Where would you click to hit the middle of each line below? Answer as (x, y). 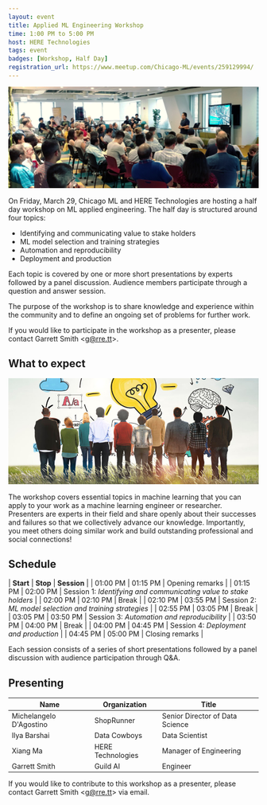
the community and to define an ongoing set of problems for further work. (130, 315)
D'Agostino (29, 724)
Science (175, 724)
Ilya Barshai (31, 736)
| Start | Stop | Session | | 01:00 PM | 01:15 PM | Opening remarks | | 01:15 (129, 583)
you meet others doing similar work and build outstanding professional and (131, 530)
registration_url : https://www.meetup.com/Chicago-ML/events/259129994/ (131, 68)
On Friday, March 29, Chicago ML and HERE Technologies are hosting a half (133, 201)
